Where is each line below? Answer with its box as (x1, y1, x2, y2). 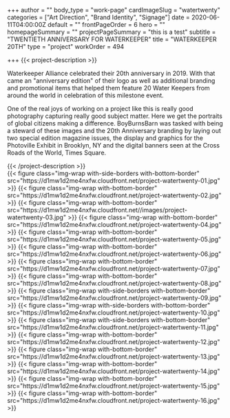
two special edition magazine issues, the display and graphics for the (7, 134, 203, 142)
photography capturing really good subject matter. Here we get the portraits (7, 112, 222, 120)
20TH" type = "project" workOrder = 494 (7, 43, 125, 50)
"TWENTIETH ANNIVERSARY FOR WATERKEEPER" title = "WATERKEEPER (7, 35, 217, 43)
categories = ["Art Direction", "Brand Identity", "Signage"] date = (7, 13, 191, 21)
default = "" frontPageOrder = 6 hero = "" (47, 21, 165, 28)
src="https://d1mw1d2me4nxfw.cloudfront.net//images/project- (7, 206, 188, 214)
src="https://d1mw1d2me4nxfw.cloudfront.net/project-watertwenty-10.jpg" (7, 308, 220, 317)
